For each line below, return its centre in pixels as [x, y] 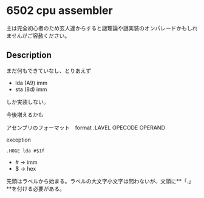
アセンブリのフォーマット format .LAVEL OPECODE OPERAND [86, 128]
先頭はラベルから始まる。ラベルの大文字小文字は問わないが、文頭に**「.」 [100, 181]
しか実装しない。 [28, 101]
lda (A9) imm [31, 83]
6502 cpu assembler [60, 11]
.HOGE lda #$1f [25, 151]
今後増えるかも [25, 114]
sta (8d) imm [31, 89]
